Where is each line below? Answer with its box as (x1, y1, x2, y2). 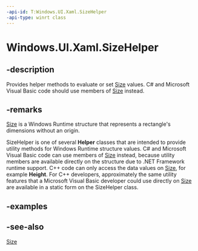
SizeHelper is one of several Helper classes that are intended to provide (6, 139, 186, 146)
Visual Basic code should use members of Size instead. (6, 87, 145, 94)
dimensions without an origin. (6, 127, 80, 134)
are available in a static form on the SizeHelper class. (6, 184, 139, 191)
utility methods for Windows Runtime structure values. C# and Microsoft (6, 145, 186, 152)
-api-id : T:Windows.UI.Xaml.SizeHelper (6, 8, 107, 15)
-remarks (6, 104, 42, 115)
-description (6, 65, 54, 75)
